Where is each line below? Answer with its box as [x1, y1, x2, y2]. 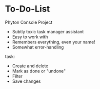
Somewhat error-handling [12, 44, 64, 50]
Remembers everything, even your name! [12, 39, 95, 44]
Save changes [12, 78, 41, 84]
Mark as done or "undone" [12, 68, 66, 74]
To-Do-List [5, 3, 50, 15]
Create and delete [12, 63, 49, 69]
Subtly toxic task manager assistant [12, 29, 84, 34]
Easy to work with [12, 34, 48, 40]
